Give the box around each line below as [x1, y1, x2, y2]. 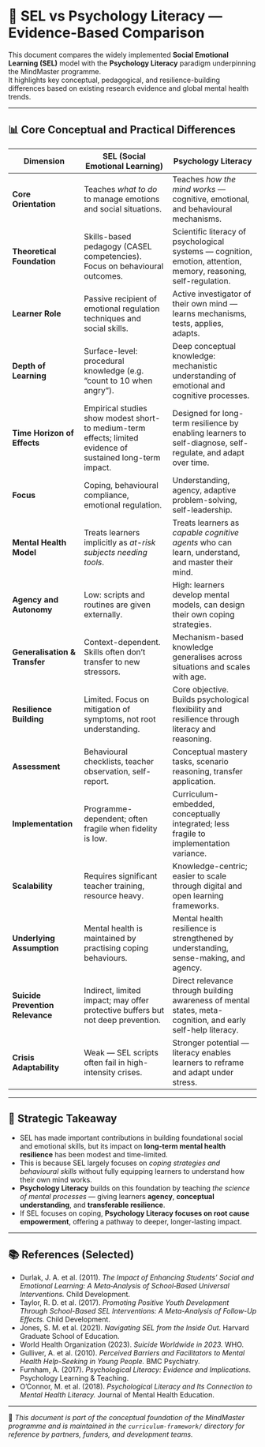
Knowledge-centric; [172, 860, 248, 872]
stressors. [84, 666, 121, 677]
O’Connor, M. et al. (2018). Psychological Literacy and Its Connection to [19, 1381, 252, 1392]
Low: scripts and [84, 589, 145, 600]
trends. [8, 92, 32, 101]
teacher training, [84, 880, 145, 891]
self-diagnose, [172, 437, 228, 448]
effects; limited [84, 432, 139, 443]
